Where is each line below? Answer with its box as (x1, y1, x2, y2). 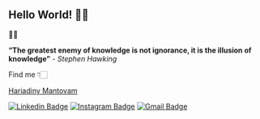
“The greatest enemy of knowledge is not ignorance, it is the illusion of (8, 45, 252, 55)
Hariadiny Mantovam (8, 86, 79, 96)
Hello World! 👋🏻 (8, 8, 89, 22)
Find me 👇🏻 (8, 70, 48, 79)
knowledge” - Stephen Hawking (8, 53, 117, 63)
